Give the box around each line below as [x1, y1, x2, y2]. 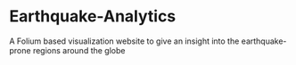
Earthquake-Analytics [9, 6, 177, 27]
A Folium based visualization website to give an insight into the [9, 36, 240, 46]
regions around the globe [32, 45, 126, 55]
